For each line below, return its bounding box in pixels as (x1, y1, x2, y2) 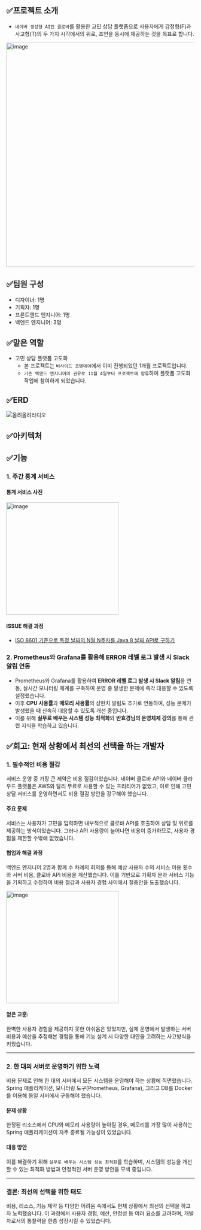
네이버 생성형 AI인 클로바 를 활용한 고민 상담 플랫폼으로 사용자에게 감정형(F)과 (14, 23, 191, 30)
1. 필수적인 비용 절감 (6, 760, 61, 769)
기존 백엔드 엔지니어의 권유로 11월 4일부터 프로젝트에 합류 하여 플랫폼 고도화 (23, 370, 191, 377)
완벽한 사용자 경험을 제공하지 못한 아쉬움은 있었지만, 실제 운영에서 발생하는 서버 (6, 1025, 191, 1032)
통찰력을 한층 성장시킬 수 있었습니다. (26, 1217, 112, 1224)
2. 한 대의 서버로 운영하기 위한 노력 (6, 1062, 100, 1070)
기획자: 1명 (14, 303, 40, 311)
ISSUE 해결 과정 (6, 622, 44, 630)
